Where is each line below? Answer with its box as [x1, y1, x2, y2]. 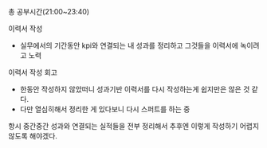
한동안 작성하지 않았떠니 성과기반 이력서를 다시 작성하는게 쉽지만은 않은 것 [19, 84, 250, 94]
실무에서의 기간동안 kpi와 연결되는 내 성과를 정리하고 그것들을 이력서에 [19, 41, 239, 50]
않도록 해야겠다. [8, 131, 58, 141]
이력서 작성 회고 [8, 68, 58, 77]
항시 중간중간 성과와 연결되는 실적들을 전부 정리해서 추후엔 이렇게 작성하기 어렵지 [8, 122, 260, 130]
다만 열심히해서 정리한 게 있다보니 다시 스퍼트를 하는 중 [19, 104, 190, 114]
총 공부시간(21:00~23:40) [8, 7, 90, 16]
